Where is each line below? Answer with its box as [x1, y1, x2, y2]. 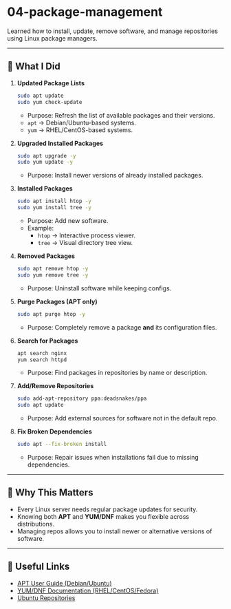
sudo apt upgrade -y [16, 152, 76, 159]
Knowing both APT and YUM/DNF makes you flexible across [16, 512, 190, 520]
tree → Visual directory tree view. [37, 239, 133, 246]
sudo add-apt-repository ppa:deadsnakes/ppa [16, 395, 147, 403]
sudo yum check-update [16, 98, 82, 105]
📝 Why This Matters [7, 487, 93, 499]
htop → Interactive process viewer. [37, 231, 136, 239]
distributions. [16, 520, 55, 528]
